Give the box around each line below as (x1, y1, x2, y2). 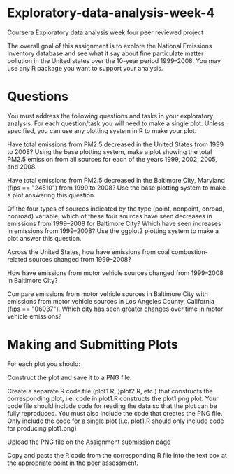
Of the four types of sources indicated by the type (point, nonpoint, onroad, (7, 204, 225, 213)
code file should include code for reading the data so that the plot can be (7, 401, 218, 410)
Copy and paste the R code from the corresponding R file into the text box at (7, 451, 227, 459)
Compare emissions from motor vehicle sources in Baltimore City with (7, 289, 208, 298)
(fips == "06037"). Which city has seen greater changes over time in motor (7, 305, 224, 313)
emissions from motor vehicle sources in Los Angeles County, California (7, 297, 215, 305)
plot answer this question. (7, 234, 82, 242)
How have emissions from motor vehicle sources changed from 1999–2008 (7, 268, 224, 277)
